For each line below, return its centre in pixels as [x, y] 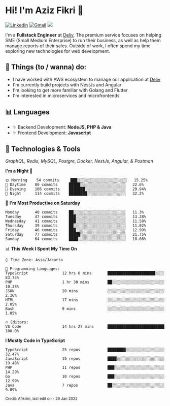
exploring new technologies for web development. [58, 51]
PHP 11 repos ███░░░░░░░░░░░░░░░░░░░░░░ [85, 368]
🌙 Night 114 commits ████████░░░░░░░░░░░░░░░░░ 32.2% [75, 194]
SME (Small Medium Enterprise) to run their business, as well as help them [83, 40]
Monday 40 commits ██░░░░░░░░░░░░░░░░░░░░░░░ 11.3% [75, 212]
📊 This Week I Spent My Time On [41, 249]
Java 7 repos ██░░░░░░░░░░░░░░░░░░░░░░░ [85, 386]
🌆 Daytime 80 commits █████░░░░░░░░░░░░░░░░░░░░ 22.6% [75, 185]
